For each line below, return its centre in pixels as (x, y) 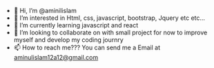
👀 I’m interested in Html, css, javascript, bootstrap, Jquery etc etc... (109, 18)
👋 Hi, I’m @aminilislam (45, 11)
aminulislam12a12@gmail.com (56, 57)
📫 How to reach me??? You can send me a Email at (87, 47)
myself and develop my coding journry (69, 40)
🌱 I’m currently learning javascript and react (76, 25)
